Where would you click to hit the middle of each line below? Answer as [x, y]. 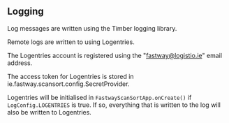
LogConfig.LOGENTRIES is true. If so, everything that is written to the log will [114, 105]
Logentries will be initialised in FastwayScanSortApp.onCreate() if [99, 97]
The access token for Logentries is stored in [71, 76]
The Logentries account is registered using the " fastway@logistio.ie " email [114, 55]
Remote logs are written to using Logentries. [71, 42]
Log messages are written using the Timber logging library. [92, 28]
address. [20, 63]
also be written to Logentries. [50, 112]
